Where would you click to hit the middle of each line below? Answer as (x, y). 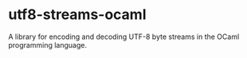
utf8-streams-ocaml (77, 15)
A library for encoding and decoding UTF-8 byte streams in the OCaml (124, 37)
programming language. (48, 44)
